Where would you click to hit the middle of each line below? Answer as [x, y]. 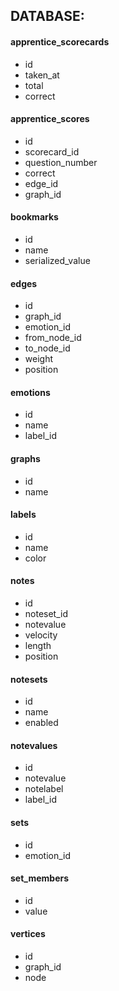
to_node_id [47, 348]
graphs [25, 458]
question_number [61, 162]
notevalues [34, 745]
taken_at [42, 75]
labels [23, 515]
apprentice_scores [50, 119]
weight [38, 359]
